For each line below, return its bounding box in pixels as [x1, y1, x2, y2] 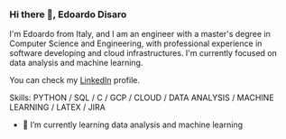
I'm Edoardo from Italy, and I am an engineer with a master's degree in [9, 29, 271, 40]
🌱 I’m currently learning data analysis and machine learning [22, 119, 244, 130]
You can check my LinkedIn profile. [9, 75, 140, 86]
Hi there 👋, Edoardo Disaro [9, 8, 127, 21]
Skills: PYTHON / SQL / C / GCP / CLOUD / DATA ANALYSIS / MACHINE [9, 92, 274, 103]
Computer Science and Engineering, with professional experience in [9, 38, 263, 49]
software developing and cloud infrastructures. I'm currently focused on [9, 48, 278, 59]
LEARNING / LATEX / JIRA [9, 102, 106, 113]
